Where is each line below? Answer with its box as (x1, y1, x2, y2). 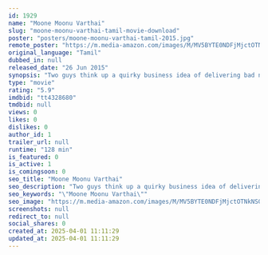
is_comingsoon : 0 (8, 168, 66, 176)
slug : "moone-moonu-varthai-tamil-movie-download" (8, 26, 180, 34)
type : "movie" (8, 78, 56, 86)
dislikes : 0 (8, 123, 48, 131)
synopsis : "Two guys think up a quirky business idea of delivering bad (8, 71, 255, 79)
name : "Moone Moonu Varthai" (8, 19, 105, 27)
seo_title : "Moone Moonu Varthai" (8, 175, 124, 184)
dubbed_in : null (8, 57, 62, 65)
